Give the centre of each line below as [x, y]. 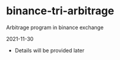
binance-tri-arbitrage [60, 11]
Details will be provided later [50, 50]
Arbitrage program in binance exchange [55, 27]
